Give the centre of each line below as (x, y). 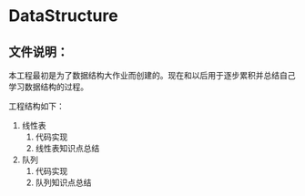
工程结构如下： (36, 106)
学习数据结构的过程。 (48, 87)
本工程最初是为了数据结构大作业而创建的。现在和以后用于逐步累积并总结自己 (152, 75)
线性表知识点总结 (67, 148)
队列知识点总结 (63, 182)
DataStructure (64, 16)
